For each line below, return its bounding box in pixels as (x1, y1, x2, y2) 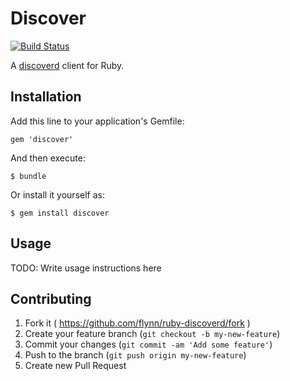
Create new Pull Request (24, 360, 127, 372)
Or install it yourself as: (10, 188, 105, 201)
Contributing (10, 290, 92, 307)
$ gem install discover (10, 208, 110, 218)
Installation (10, 88, 82, 106)
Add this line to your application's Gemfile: (10, 115, 185, 127)
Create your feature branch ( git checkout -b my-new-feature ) (24, 328, 281, 340)
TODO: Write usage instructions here (10, 262, 162, 274)
